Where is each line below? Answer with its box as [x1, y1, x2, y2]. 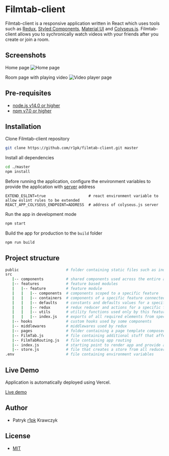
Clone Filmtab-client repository [5, 135, 70, 142]
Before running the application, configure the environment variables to [5, 178, 151, 184]
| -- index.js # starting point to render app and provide [12, 342, 161, 347]
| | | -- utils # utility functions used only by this [12, 309, 150, 314]
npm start [5, 221, 26, 226]
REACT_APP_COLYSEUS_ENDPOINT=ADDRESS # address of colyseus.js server [5, 202, 158, 207]
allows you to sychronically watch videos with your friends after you [17, 31, 159, 37]
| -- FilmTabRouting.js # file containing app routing [12, 338, 132, 343]
